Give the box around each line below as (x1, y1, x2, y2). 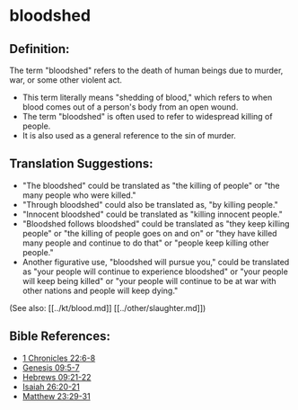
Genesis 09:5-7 (22, 361, 80, 373)
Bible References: (9, 329, 110, 344)
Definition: (9, 41, 70, 57)
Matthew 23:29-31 (22, 390, 92, 401)
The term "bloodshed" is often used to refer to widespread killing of (22, 111, 273, 121)
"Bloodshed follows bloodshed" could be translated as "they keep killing (22, 218, 290, 229)
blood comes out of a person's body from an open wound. (22, 102, 239, 112)
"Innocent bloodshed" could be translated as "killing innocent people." (22, 209, 283, 219)
